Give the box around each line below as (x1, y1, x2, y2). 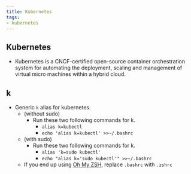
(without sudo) (23, 110, 60, 117)
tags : (6, 14, 20, 20)
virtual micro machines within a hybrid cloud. (14, 71, 126, 78)
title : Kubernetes (6, 8, 52, 15)
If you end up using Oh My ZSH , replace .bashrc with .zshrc (23, 161, 172, 168)
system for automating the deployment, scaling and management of (14, 64, 183, 72)
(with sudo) (23, 136, 52, 142)
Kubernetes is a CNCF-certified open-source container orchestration (14, 58, 186, 65)
